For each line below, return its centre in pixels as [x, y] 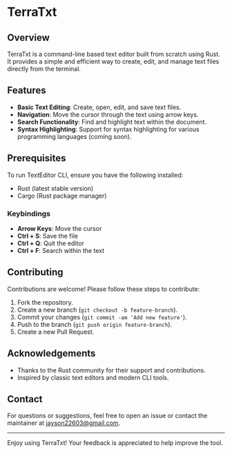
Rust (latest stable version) [55, 188]
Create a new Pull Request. [56, 332]
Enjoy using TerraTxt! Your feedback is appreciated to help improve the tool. [115, 443]
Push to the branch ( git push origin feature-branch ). [95, 324]
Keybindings [29, 214]
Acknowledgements [51, 353]
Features [27, 91]
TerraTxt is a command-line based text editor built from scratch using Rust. [114, 54]
